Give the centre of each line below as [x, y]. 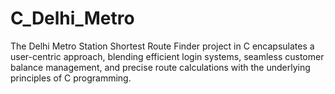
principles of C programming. [71, 78]
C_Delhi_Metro [72, 18]
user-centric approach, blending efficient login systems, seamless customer [167, 56]
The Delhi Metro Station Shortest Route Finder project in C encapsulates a [162, 46]
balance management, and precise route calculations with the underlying [160, 67]
